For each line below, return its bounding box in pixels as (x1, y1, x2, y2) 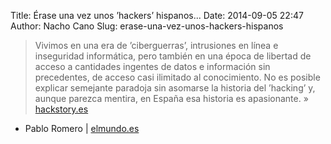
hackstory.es (34, 103, 89, 115)
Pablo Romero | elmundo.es (24, 123, 140, 134)
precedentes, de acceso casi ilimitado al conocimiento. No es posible (34, 71, 321, 83)
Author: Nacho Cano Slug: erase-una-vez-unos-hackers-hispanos (10, 20, 284, 32)
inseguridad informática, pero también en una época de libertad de (34, 50, 312, 62)
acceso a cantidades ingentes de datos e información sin (34, 61, 271, 72)
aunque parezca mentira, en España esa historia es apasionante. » (34, 93, 309, 104)
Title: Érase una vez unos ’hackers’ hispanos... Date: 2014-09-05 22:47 (10, 10, 304, 21)
